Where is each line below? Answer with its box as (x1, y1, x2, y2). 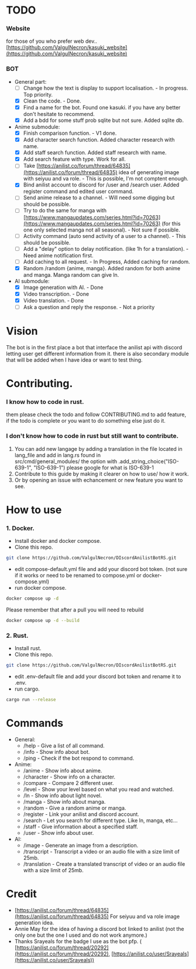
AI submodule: (14, 277, 50, 284)
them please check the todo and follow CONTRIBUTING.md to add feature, (6, 411, 186, 418)
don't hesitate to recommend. (23, 110, 95, 117)
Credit (6, 888, 37, 900)
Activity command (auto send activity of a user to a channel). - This (23, 232, 186, 239)
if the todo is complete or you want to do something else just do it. (6, 417, 166, 424)
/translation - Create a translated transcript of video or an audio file (23, 860, 185, 868)
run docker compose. (14, 584, 67, 591)
